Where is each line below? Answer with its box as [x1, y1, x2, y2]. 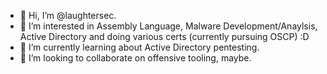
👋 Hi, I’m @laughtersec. [19, 10, 117, 21]
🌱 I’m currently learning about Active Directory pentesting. [19, 41, 260, 53]
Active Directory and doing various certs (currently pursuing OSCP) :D [19, 31, 310, 42]
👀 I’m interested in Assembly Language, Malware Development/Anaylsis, [19, 20, 318, 32]
